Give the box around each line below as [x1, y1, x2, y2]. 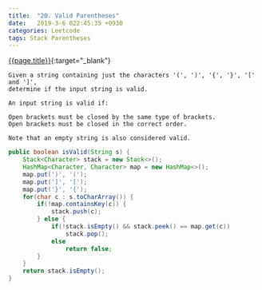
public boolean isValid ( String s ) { [8, 149, 130, 157]
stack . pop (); [65, 229, 109, 238]
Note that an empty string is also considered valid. [8, 134, 192, 142]
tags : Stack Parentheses [8, 34, 91, 42]
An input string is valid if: [8, 99, 109, 108]
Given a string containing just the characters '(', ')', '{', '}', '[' [8, 71, 256, 80]
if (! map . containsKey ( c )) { [37, 201, 127, 209]
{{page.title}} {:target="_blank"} [8, 56, 111, 66]
